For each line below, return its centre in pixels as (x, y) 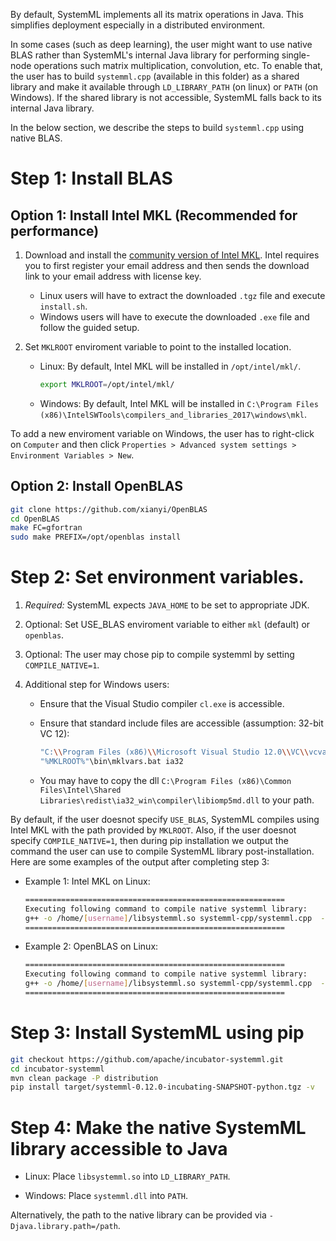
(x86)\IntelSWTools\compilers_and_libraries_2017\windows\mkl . (173, 414)
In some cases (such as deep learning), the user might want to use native (161, 44)
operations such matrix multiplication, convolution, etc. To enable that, (178, 65)
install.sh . (63, 306)
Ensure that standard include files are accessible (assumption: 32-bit (181, 723)
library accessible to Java (119, 1148)
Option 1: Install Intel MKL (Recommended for (154, 215)
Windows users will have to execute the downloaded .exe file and (174, 317)
